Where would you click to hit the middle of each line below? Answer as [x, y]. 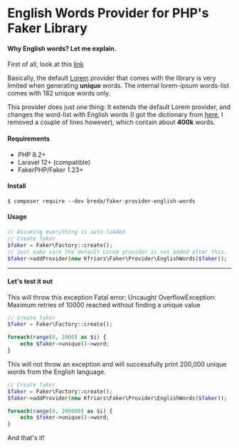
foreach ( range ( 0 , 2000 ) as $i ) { [57, 337]
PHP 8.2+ [32, 154]
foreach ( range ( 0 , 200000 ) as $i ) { [60, 411]
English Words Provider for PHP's [108, 13]
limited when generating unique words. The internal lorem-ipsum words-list [118, 86]
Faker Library [47, 28]
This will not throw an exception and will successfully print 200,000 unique [117, 364]
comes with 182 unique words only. [59, 93]
